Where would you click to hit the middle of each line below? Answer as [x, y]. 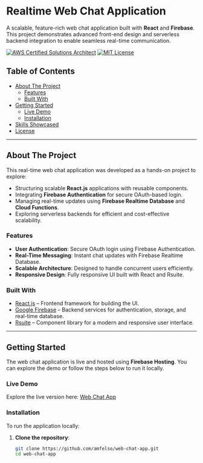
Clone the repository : [42, 437]
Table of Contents [41, 72]
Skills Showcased [37, 124]
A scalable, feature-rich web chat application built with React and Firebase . [101, 28]
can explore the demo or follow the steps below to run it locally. [85, 368]
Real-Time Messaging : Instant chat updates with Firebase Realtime [99, 255]
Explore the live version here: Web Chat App [61, 397]
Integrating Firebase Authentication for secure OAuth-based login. [99, 194]
